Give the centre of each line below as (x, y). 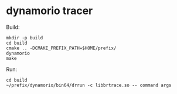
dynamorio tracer (50, 11)
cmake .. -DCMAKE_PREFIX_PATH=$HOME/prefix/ (61, 48)
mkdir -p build (25, 38)
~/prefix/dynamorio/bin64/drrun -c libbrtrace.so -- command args (89, 85)
